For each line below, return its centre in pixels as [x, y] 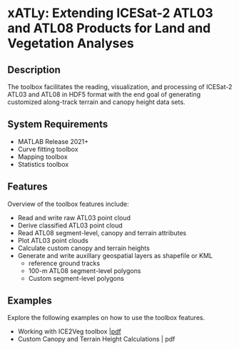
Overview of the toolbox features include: [68, 204]
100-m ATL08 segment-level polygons [85, 271]
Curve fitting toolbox [48, 149]
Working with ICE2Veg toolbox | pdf [69, 331]
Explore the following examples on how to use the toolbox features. [106, 318]
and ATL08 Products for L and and [109, 28]
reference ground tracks [64, 263]
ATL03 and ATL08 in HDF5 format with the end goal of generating [104, 94]
